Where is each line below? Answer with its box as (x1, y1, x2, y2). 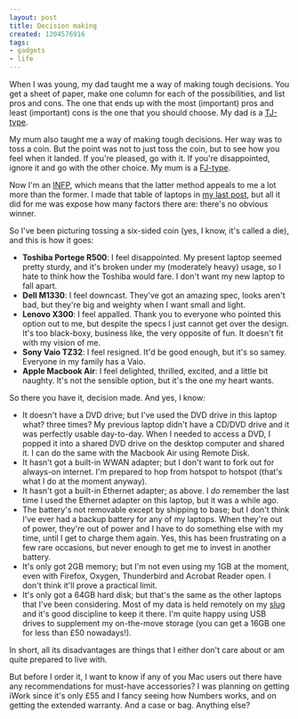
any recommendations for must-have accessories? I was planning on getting (9, 681, 290, 691)
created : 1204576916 (9, 29, 86, 38)
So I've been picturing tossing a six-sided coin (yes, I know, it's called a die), (9, 225, 289, 236)
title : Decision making (9, 21, 98, 30)
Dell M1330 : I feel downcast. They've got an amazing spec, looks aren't (21, 290, 286, 300)
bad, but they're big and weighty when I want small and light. (21, 299, 246, 310)
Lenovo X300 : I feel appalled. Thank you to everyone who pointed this (21, 309, 282, 319)
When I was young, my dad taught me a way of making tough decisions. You (9, 79, 290, 89)
